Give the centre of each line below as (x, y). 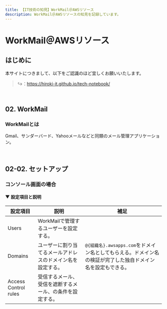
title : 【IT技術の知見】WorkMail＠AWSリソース (50, 10)
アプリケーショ (145, 136)
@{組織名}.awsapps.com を (113, 245)
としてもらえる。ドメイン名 (127, 252)
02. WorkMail (27, 109)
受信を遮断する (55, 284)
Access (16, 281)
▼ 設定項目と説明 (23, 197)
